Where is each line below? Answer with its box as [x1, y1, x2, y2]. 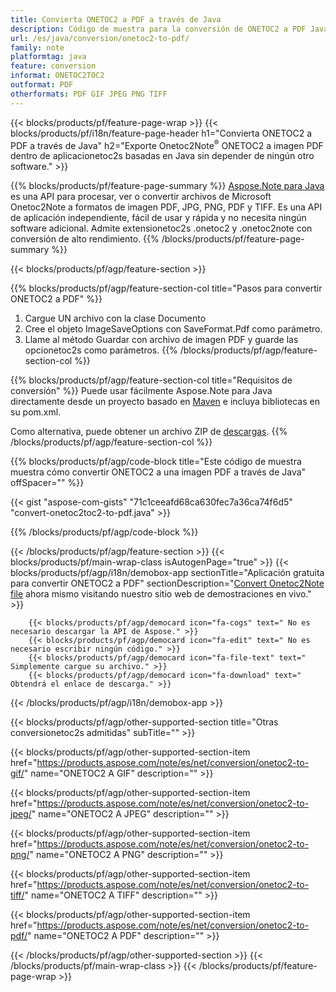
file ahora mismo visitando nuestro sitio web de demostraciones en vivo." [10, 588, 312, 600]
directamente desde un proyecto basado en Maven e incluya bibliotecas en [10, 396, 320, 408]
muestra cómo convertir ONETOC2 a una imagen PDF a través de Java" [10, 466, 307, 478]
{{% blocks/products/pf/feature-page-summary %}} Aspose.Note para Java [10, 180, 325, 192]
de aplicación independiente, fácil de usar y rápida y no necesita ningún [10, 212, 307, 224]
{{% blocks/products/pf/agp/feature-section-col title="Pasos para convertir [10, 282, 323, 295]
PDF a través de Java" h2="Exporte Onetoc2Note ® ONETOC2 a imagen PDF [10, 137, 324, 151]
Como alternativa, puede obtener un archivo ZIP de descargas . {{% [10, 426, 288, 438]
